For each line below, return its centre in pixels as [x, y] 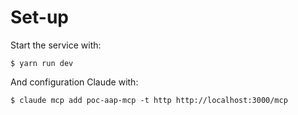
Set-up [39, 17]
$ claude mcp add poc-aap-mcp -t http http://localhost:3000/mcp [149, 100]
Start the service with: [56, 45]
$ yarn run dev [42, 63]
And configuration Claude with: [74, 82]
